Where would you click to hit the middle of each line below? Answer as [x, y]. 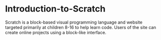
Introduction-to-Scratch [55, 9]
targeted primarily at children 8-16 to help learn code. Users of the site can [80, 27]
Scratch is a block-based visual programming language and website [74, 22]
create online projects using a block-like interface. [56, 32]
